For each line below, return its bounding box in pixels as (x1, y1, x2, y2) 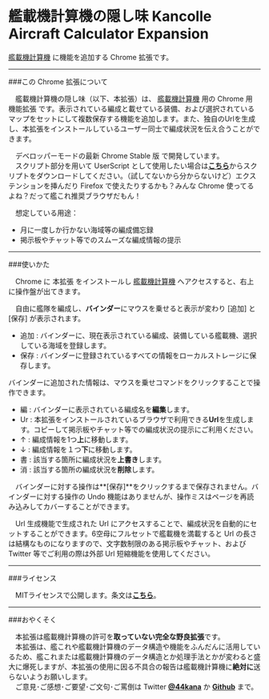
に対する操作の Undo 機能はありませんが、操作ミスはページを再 (35, 492, 247, 501)
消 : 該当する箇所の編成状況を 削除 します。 (19, 464, 159, 474)
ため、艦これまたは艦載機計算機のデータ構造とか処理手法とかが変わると (14, 652, 254, 661)
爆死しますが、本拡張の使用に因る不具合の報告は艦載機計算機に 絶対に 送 (22, 661, 261, 671)
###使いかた (8, 259, 50, 269)
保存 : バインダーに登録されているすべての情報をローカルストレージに (19, 350, 250, 360)
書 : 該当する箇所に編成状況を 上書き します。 (19, 454, 167, 464)
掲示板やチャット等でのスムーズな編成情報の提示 (19, 235, 182, 244)
